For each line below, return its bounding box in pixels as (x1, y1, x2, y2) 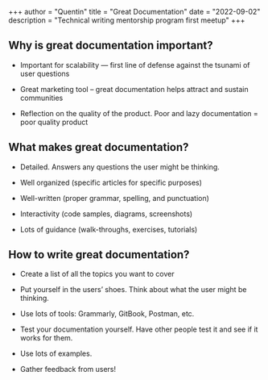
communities (19, 93, 64, 102)
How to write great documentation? (8, 248, 190, 261)
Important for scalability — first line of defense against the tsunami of (19, 60, 251, 69)
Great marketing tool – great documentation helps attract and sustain (19, 84, 249, 94)
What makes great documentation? (8, 140, 189, 154)
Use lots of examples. (19, 349, 93, 358)
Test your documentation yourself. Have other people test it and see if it (19, 324, 258, 334)
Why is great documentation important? (8, 39, 213, 52)
